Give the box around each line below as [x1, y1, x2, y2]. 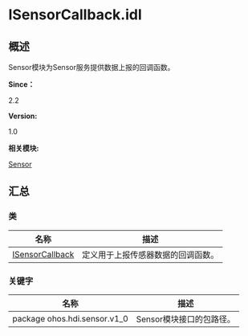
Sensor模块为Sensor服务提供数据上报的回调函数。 [8, 63, 175, 72]
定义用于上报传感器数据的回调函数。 [81, 249, 219, 260]
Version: [8, 111, 38, 121]
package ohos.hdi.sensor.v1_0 [12, 313, 128, 324]
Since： [8, 80, 35, 89]
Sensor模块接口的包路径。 [136, 313, 235, 325]
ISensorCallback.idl [8, 6, 142, 24]
